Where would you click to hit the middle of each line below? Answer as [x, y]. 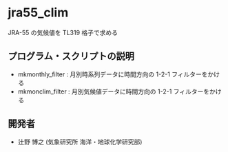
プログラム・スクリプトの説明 [71, 56]
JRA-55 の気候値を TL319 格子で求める [63, 32]
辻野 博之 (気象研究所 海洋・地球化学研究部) [80, 142]
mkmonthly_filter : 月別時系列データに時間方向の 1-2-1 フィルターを [113, 74]
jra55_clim [38, 13]
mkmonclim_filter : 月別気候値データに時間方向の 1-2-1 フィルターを [113, 91]
